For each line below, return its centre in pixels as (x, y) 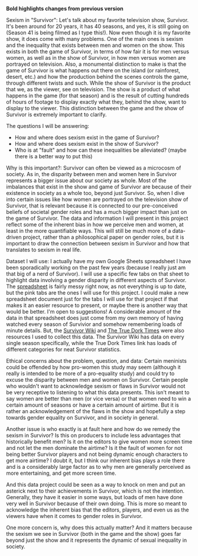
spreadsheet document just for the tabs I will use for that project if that (92, 299)
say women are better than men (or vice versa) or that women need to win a (98, 399)
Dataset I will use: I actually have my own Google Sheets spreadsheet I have (99, 261)
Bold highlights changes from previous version (65, 9)
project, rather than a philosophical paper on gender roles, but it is (103, 237)
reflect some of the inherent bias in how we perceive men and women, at (95, 224)
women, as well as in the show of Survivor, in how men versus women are (96, 58)
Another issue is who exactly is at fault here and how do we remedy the (93, 429)
